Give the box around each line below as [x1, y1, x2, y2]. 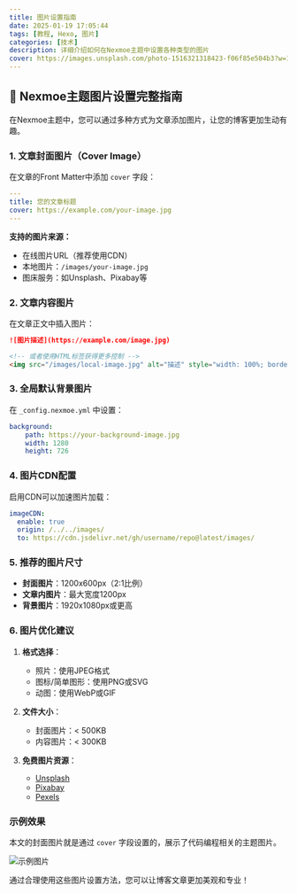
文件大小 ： [21, 706, 62, 717]
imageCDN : [9, 509, 46, 518]
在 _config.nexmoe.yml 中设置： [9, 404, 124, 415]
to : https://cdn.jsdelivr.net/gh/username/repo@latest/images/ [17, 533, 255, 543]
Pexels [34, 791, 60, 802]
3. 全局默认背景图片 [9, 383, 93, 395]
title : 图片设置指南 [9, 12, 77, 22]
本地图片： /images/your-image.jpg [21, 260, 148, 271]
